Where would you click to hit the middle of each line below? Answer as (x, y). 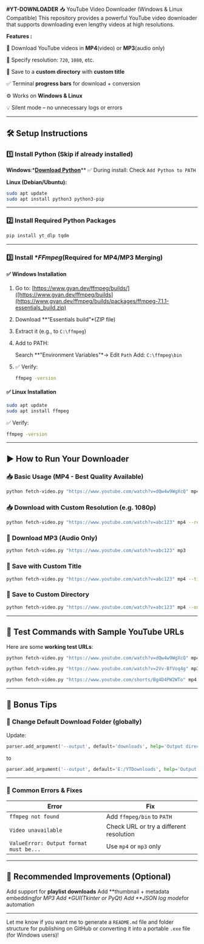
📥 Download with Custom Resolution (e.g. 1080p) (81, 507)
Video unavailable (36, 830)
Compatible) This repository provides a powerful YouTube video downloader (102, 18)
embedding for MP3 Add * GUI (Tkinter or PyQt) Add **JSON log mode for (98, 898)
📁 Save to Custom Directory (48, 595)
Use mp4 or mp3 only (133, 846)
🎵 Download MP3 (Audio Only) (52, 538)
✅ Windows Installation (36, 274)
